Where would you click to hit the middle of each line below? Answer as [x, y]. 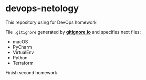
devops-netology [42, 9]
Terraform [23, 63]
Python [20, 57]
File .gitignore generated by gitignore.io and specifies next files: [73, 32]
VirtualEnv [23, 52]
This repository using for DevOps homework [51, 22]
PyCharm [22, 47]
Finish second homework [31, 72]
